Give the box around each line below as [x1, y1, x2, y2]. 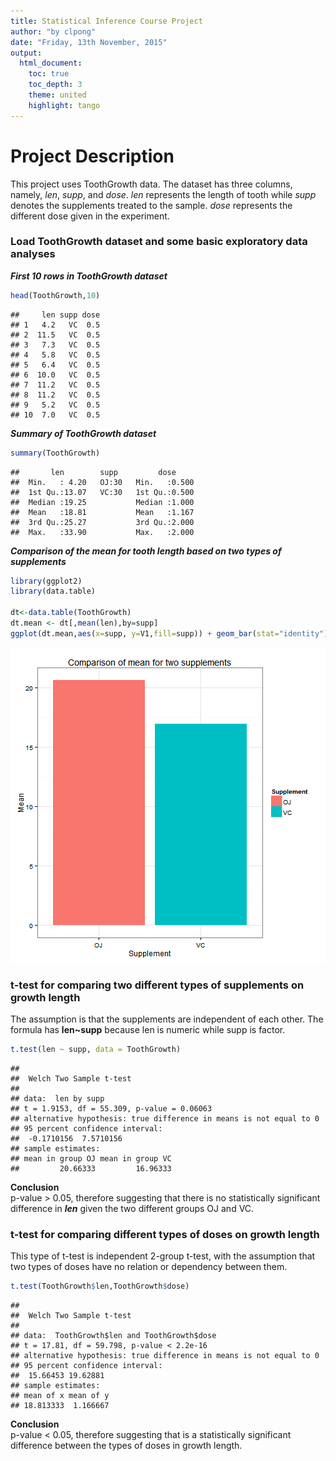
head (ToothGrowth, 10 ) [10, 290, 101, 300]
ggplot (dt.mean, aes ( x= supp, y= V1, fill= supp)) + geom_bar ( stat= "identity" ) [10, 628, 329, 639]
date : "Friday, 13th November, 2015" [10, 37, 168, 47]
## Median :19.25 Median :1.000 [10, 497, 195, 507]
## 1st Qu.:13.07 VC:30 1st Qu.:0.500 [10, 487, 195, 497]
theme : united [28, 90, 87, 100]
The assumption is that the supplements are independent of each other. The [10, 1013, 324, 1025]
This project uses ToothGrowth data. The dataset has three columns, [10, 178, 293, 190]
